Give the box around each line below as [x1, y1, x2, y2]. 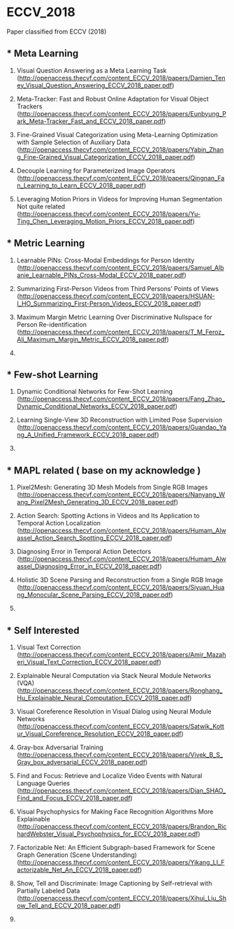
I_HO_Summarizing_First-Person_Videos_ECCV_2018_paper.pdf [16, 299, 200, 308]
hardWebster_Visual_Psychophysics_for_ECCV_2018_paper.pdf [16, 830, 198, 838]
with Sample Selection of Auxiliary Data [16, 138, 131, 146]
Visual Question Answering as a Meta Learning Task [16, 66, 167, 74]
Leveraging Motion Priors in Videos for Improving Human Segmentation [16, 194, 223, 203]
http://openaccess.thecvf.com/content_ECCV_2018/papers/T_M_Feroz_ [19, 327, 225, 336]
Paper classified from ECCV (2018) [6, 27, 107, 36]
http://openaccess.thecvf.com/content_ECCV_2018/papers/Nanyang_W [19, 490, 225, 499]
